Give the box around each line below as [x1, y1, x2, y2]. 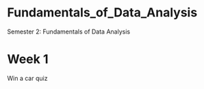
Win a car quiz [7, 74, 48, 82]
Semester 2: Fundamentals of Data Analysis [7, 27, 131, 36]
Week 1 [7, 51, 49, 67]
